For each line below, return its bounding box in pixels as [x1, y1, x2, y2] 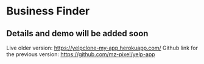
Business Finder [6, 4, 90, 18]
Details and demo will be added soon [6, 28, 149, 39]
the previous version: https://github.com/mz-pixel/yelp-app [6, 51, 155, 58]
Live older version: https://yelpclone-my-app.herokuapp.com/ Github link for [6, 44, 199, 51]
